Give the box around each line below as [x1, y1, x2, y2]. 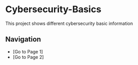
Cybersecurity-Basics [5, 4, 102, 15]
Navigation [5, 35, 41, 44]
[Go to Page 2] [12, 54, 44, 60]
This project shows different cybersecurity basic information [5, 20, 133, 26]
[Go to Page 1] [12, 48, 43, 54]
